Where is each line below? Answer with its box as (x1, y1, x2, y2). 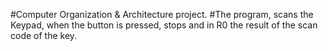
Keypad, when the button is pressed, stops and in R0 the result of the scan (10, 19, 318, 31)
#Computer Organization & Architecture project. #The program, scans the (10, 9, 314, 20)
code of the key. (10, 30, 78, 41)
